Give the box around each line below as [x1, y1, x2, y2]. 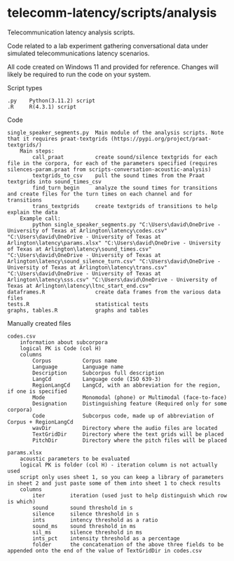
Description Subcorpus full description [32, 369, 165, 376]
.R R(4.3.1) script [7, 103, 77, 110]
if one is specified [7, 387, 68, 395]
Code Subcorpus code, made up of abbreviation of [32, 412, 215, 420]
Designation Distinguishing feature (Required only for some [32, 400, 228, 407]
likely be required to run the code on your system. [7, 70, 151, 78]
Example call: [20, 215, 61, 222]
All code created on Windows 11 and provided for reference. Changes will [7, 62, 219, 71]
